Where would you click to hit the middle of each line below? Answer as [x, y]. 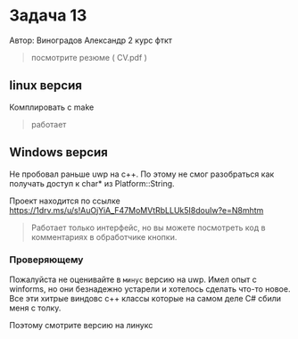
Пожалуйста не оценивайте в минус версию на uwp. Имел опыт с [133, 279]
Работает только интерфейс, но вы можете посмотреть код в [148, 227]
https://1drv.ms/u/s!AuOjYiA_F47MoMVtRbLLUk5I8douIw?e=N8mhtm [137, 210]
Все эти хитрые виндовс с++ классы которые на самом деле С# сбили [145, 298]
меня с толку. [35, 308]
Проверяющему [46, 260]
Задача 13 [48, 16]
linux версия [46, 86]
